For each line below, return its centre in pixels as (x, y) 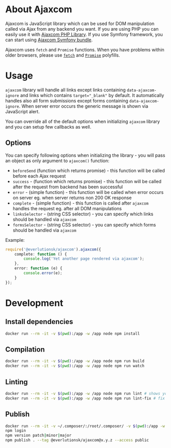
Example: (15, 240)
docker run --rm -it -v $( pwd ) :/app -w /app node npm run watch (75, 366)
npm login (16, 431)
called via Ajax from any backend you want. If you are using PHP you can (82, 29)
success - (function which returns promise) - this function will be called (87, 181)
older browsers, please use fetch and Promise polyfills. (63, 55)
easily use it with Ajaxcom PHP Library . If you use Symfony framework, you (84, 34)
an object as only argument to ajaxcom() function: (57, 160)
